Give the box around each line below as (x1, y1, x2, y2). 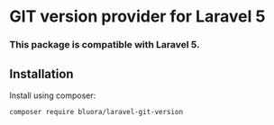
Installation (9, 66, 74, 82)
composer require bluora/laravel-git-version (9, 107, 183, 116)
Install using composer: (9, 90, 96, 101)
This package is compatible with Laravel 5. (9, 39, 200, 51)
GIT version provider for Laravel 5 (9, 6, 266, 27)
